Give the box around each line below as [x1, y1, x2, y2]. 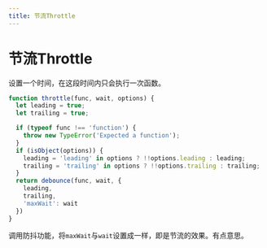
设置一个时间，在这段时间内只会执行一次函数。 [8, 78, 165, 88]
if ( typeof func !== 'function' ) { [15, 124, 137, 133]
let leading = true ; [15, 102, 85, 110]
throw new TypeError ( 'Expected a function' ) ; [23, 132, 181, 140]
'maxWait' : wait [23, 199, 79, 207]
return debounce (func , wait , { [15, 176, 122, 185]
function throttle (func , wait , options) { [8, 94, 155, 102]
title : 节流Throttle [8, 11, 76, 20]
